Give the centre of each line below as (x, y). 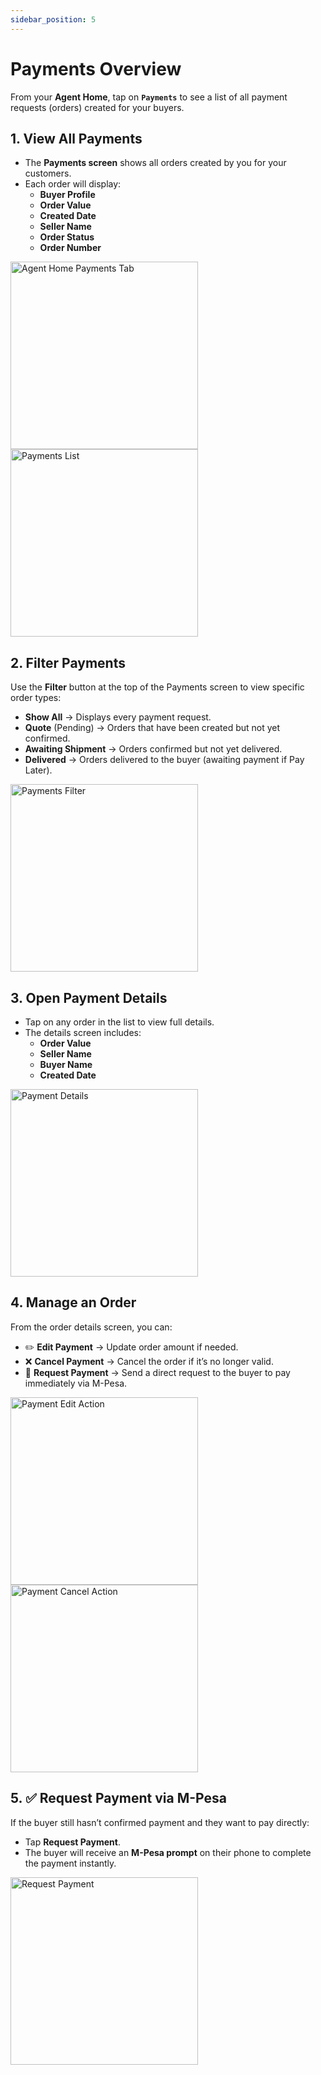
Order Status (67, 237)
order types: (36, 698)
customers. (48, 173)
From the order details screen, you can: (91, 1327)
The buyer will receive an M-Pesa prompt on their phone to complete (168, 1852)
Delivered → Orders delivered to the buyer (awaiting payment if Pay (164, 760)
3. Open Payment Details (89, 997)
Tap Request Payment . (72, 1842)
